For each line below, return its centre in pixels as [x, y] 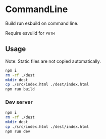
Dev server [19, 102]
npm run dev [18, 131]
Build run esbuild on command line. [42, 23]
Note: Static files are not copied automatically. [53, 61]
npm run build [20, 89]
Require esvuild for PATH [30, 33]
